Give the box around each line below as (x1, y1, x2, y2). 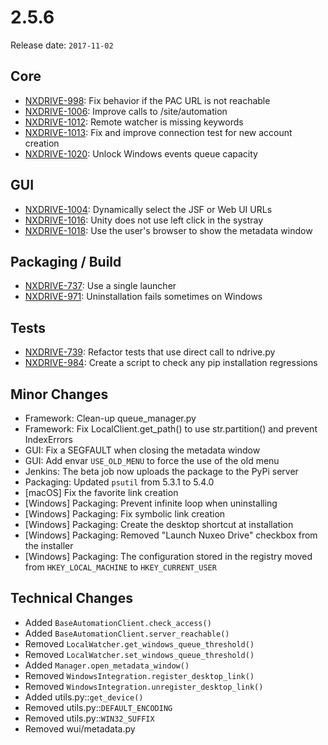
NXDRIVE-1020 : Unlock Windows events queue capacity (24, 147, 258, 160)
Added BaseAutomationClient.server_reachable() (24, 627, 230, 639)
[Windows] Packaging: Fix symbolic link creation (24, 508, 226, 520)
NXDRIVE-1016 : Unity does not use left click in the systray (24, 214, 264, 226)
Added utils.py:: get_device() (24, 691, 144, 703)
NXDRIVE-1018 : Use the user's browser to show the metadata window (24, 224, 313, 236)
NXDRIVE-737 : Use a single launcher (24, 280, 177, 292)
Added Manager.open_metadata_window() (24, 659, 190, 671)
